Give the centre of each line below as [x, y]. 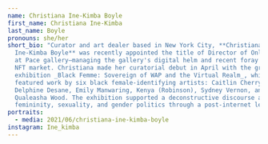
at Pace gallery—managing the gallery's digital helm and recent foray [137, 61]
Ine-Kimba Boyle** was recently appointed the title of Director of [131, 53]
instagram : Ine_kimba [44, 127]
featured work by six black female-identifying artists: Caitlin [126, 82]
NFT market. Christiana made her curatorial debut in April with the [133, 68]
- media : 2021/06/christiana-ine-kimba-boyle [92, 120]
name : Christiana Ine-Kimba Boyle [65, 16]
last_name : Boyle [36, 30]
